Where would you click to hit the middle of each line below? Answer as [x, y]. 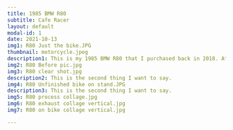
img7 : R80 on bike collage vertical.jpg [67, 110]
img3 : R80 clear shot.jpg [44, 71]
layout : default [31, 26]
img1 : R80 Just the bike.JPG [49, 46]
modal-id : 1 [24, 33]
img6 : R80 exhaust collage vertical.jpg [67, 104]
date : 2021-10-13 [32, 39]
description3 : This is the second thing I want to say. [89, 91]
